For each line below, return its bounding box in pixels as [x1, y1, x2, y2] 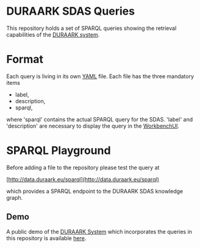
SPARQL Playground [6, 144, 111, 158]
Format [6, 53, 44, 67]
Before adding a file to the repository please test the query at [6, 164, 160, 171]
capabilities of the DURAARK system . [6, 31, 100, 38]
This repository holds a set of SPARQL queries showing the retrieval [6, 24, 177, 32]
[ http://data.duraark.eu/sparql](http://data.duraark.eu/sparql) [6, 175, 160, 183]
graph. [6, 194, 23, 201]
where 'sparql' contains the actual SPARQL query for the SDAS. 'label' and [6, 115, 193, 123]
